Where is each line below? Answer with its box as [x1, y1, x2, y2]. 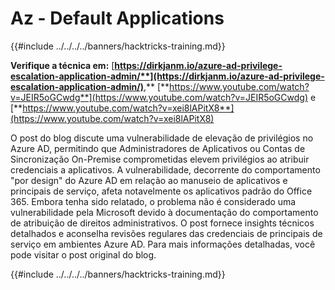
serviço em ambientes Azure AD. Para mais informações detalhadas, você [10, 238, 316, 250]
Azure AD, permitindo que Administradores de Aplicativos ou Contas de [10, 142, 306, 154]
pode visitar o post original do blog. [10, 248, 157, 261]
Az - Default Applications [10, 7, 225, 30]
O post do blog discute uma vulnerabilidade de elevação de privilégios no [10, 132, 314, 144]
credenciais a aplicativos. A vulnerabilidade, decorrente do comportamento [10, 163, 321, 176]
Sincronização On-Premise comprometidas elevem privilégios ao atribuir [10, 153, 310, 165]
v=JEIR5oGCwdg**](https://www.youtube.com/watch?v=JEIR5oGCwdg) [10, 91, 309, 103]
